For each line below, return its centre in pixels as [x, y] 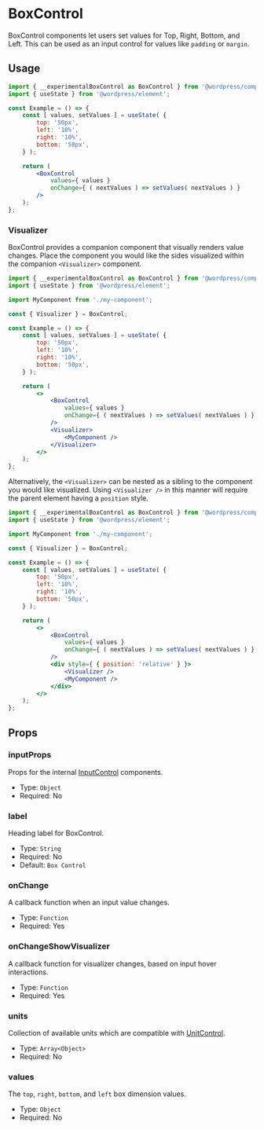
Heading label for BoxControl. [56, 833]
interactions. [28, 972]
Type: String [40, 849]
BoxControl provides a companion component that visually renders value [126, 248]
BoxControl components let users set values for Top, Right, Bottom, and [124, 35]
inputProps [30, 755]
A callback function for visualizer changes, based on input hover [112, 963]
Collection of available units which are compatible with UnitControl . [117, 1033]
